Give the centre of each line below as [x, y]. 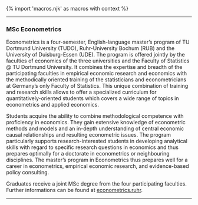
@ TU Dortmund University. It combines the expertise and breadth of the [94, 67]
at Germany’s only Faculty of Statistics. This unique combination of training [97, 86]
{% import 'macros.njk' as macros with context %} [67, 9]
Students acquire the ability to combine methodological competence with [95, 116]
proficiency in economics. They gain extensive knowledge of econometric [96, 123]
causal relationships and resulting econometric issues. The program [89, 135]
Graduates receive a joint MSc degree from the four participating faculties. [97, 184]
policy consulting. [28, 173]
